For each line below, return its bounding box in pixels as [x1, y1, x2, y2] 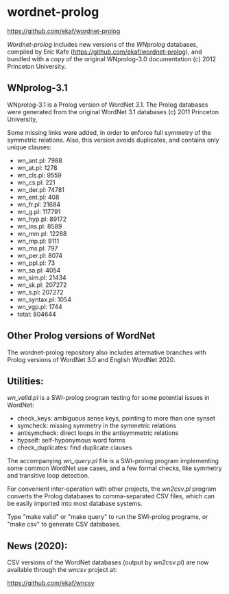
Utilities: [7, 375, 44, 387]
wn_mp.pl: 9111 [16, 237, 60, 245]
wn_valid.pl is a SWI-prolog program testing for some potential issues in [7, 394, 210, 402]
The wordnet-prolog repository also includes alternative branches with [7, 348, 207, 357]
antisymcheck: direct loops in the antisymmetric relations [16, 429, 179, 437]
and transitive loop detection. [7, 471, 90, 480]
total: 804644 [16, 310, 56, 318]
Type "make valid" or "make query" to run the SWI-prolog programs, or [7, 513, 208, 521]
